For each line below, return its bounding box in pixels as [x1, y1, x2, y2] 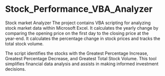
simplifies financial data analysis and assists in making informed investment [5, 61, 159, 67]
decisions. [5, 66, 26, 72]
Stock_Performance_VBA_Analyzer [5, 3, 153, 15]
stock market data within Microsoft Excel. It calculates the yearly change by [5, 25, 159, 31]
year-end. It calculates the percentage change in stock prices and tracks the [5, 36, 161, 41]
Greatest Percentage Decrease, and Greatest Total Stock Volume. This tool [5, 55, 157, 61]
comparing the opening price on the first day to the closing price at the [5, 30, 149, 36]
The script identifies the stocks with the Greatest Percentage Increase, [5, 50, 149, 56]
